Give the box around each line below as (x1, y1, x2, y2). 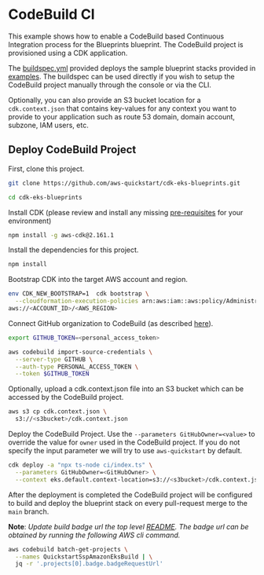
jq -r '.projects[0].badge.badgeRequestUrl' (15, 560, 163, 568)
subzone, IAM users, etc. (8, 120, 89, 130)
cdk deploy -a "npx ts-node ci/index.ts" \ (8, 461, 153, 469)
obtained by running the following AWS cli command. (8, 530, 181, 540)
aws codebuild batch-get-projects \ (8, 545, 128, 553)
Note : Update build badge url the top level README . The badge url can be (8, 522, 249, 531)
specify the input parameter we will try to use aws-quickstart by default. (8, 446, 243, 455)
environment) (8, 216, 52, 225)
